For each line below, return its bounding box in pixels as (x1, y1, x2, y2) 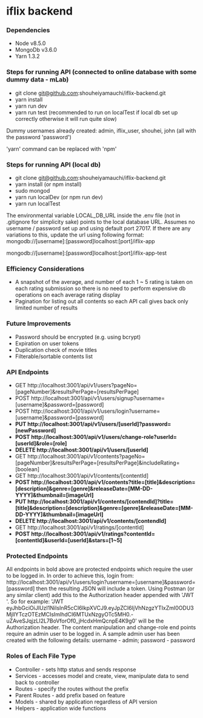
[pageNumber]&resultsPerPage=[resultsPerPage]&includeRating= (15, 459, 180, 466)
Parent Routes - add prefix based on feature (15, 691, 125, 699)
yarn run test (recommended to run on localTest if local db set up (15, 108, 178, 116)
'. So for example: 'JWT (6, 598, 64, 606)
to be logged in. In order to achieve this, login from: (6, 572, 135, 579)
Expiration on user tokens (15, 339, 79, 347)
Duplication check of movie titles (15, 346, 97, 353)
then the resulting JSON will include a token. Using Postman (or (36, 585, 195, 592)
